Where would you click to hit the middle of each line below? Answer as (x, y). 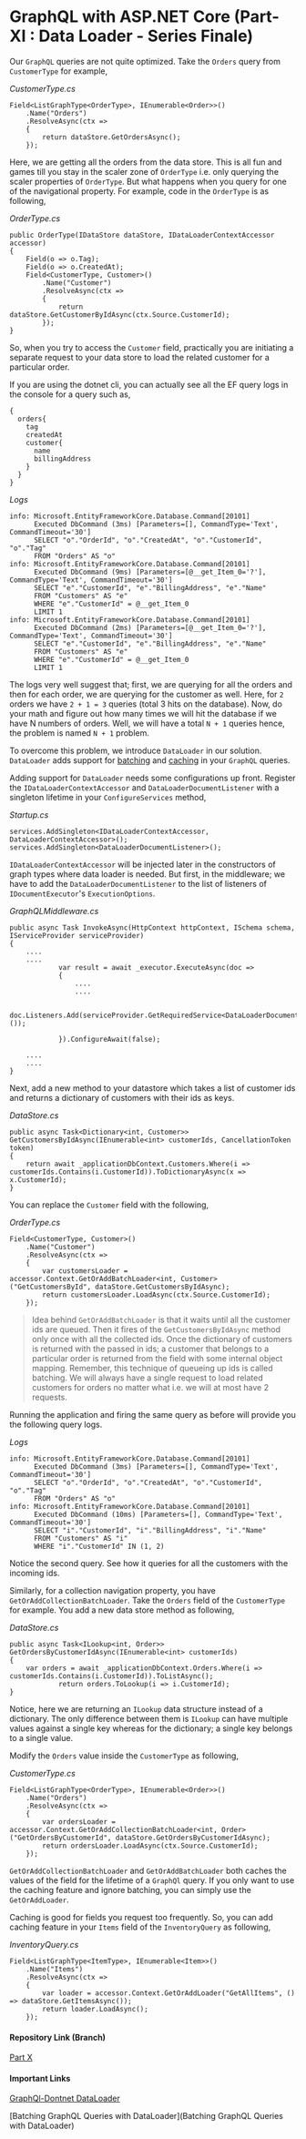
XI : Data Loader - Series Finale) (131, 36)
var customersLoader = (85, 1271)
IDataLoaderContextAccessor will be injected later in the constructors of (143, 864)
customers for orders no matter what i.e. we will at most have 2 (150, 1387)
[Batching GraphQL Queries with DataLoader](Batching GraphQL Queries (147, 2116)
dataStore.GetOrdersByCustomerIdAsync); (193, 1838)
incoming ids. (35, 1573)
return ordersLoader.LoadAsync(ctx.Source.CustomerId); (150, 1846)
